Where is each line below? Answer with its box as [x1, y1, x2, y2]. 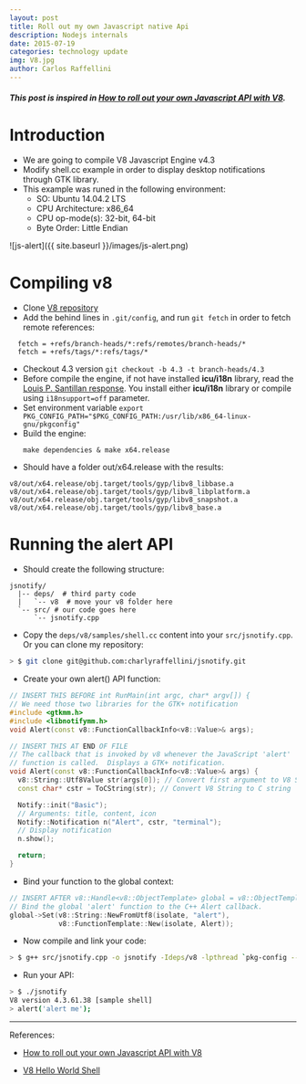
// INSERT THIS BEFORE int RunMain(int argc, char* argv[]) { [9, 691, 250, 700]
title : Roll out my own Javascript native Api [9, 22, 189, 31]
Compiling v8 [9, 272, 113, 293]
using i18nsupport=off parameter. [22, 393, 150, 404]
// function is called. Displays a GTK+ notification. [9, 759, 226, 768]
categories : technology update [9, 47, 128, 57]
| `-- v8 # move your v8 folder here [17, 597, 173, 607]
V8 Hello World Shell [22, 1065, 100, 1076]
